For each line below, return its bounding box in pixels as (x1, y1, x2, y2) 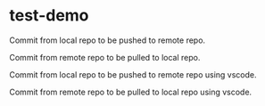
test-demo (9, 5, 89, 26)
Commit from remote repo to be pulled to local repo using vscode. (9, 86, 253, 97)
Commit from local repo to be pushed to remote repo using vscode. (9, 69, 257, 80)
